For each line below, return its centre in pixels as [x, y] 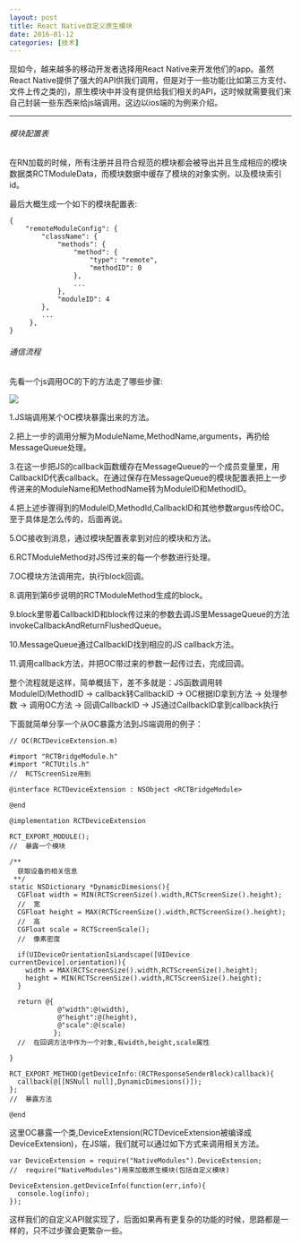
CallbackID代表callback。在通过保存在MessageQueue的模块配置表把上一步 [148, 477]
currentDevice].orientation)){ [68, 962]
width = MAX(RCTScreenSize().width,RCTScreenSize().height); [142, 970]
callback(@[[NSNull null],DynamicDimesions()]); [110, 1081]
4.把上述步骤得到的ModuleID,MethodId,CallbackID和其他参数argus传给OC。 [149, 508]
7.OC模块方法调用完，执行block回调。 [79, 576]
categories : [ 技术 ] [44, 43]
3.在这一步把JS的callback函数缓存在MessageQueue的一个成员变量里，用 [145, 466]
